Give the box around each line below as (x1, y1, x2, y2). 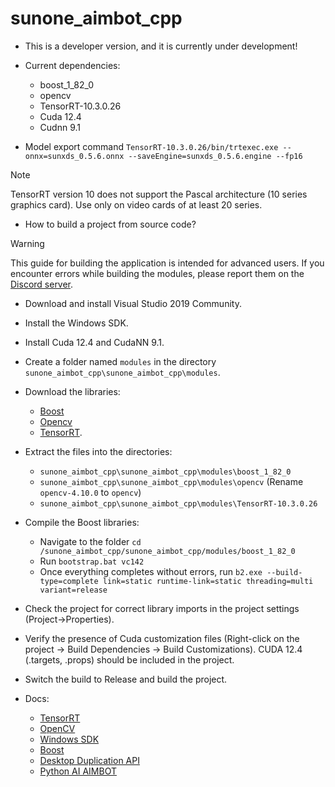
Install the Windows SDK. (24, 317, 129, 329)
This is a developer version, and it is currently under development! (24, 40, 298, 52)
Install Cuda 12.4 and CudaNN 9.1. (24, 336, 165, 348)
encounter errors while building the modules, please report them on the (10, 267, 305, 279)
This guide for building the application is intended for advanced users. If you (10, 257, 325, 269)
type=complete (39, 576, 99, 586)
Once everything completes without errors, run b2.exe (39, 565, 263, 577)
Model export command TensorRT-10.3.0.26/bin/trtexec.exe (24, 140, 279, 152)
